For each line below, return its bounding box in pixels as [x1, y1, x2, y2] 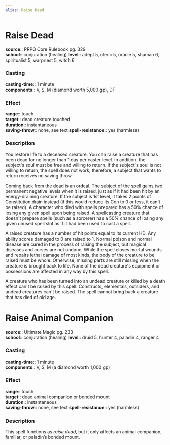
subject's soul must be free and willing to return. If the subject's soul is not [5, 162, 161, 168]
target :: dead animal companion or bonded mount [5, 394, 110, 400]
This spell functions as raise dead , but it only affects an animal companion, [5, 429, 162, 435]
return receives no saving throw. [5, 173, 73, 179]
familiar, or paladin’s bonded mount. [5, 434, 80, 440]
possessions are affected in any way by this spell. [5, 268, 109, 275]
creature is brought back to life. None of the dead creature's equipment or [5, 263, 160, 269]
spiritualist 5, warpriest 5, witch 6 [5, 57, 75, 63]
